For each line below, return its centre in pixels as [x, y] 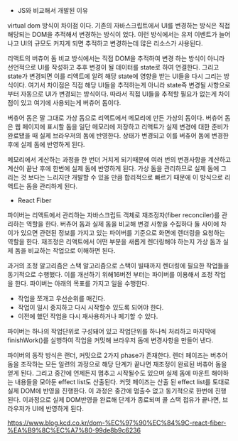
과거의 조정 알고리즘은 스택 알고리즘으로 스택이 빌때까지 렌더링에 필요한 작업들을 [118, 266]
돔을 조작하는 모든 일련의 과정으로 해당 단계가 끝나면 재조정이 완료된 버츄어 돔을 [117, 364]
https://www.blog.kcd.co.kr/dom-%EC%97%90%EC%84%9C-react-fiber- [117, 423]
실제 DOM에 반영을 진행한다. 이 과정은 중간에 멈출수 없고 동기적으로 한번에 [110, 391]
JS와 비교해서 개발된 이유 [53, 10]
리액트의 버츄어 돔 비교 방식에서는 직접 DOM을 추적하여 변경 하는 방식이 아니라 [116, 58]
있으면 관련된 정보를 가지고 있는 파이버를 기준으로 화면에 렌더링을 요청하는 [123, 233]
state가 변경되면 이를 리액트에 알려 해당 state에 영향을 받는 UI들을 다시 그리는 [115, 76]
